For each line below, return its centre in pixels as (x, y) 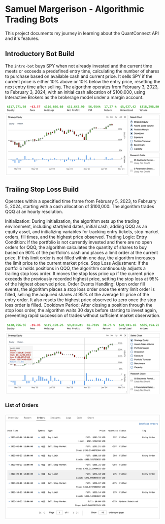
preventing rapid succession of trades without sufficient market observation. (83, 315)
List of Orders (22, 405)
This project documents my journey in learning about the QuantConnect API (82, 33)
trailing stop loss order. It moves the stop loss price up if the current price (80, 274)
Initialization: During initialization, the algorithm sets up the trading (72, 221)
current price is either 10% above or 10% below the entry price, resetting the (83, 81)
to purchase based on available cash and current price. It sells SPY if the (79, 76)
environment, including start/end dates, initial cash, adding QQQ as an (76, 227)
